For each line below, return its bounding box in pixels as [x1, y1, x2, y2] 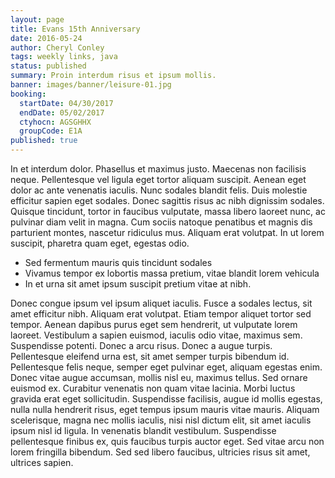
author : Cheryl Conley [10, 42, 105, 53]
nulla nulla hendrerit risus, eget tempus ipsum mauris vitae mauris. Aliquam [10, 404, 320, 415]
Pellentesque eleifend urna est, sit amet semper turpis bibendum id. [10, 351, 290, 362]
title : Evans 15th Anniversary [10, 24, 141, 34]
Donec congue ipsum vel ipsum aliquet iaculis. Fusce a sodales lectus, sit [10, 297, 313, 309]
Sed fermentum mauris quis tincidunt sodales [24, 257, 213, 268]
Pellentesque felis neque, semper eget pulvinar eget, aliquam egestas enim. [10, 361, 323, 373]
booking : [10, 89, 47, 99]
